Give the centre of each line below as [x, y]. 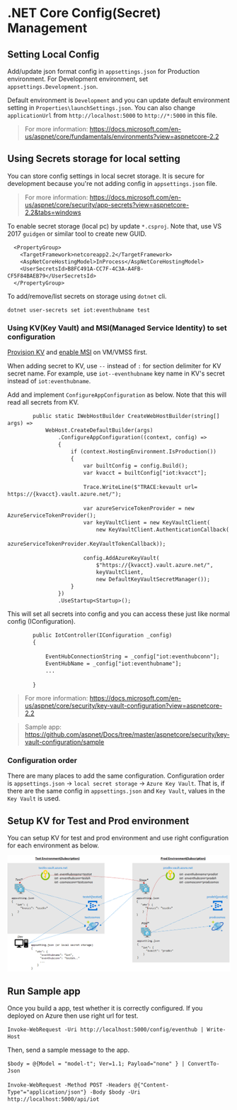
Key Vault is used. [34, 798]
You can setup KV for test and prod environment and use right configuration [118, 838]
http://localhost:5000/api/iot [53, 1099]
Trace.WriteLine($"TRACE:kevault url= [140, 488]
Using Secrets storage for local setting [94, 159]
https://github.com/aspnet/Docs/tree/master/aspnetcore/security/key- [127, 735]
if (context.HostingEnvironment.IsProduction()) [144, 452]
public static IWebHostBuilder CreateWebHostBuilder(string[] [126, 417]
